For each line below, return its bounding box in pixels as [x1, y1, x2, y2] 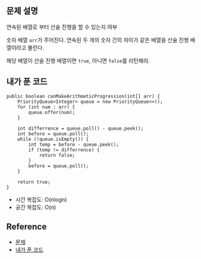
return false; [39, 152, 75, 158]
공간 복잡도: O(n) [15, 203, 56, 211]
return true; [17, 179, 51, 185]
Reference [6, 222, 47, 232]
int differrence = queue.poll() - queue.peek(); [17, 125, 144, 132]
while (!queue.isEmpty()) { [17, 136, 89, 142]
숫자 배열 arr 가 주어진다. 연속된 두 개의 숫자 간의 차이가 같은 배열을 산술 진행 [6, 36, 189, 43]
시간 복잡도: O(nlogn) [15, 195, 67, 203]
